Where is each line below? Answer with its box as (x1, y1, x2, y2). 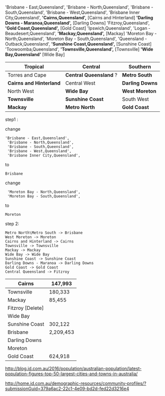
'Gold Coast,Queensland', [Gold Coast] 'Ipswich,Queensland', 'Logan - (5, 25, 151, 31)
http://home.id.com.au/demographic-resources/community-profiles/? (5, 381, 147, 386)
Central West (65, 80, 95, 86)
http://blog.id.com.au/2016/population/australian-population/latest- (5, 366, 142, 371)
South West (122, 96, 149, 102)
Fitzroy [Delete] (7, 304, 44, 311)
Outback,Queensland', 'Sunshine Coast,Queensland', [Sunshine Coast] (5, 41, 152, 47)
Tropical (24, 63, 44, 70)
